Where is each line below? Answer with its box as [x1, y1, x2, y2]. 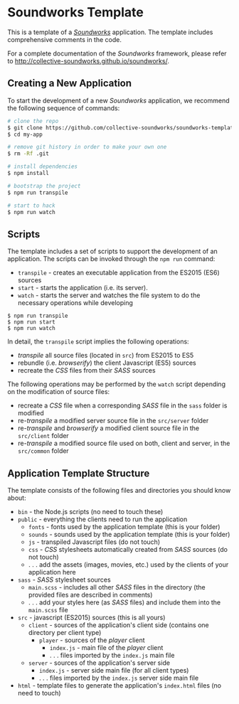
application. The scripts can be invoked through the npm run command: [7, 255, 216, 263]
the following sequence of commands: [7, 104, 120, 112]
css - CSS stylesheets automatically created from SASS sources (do [28, 545, 228, 553]
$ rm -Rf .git [7, 150, 50, 157]
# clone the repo [7, 117, 59, 124]
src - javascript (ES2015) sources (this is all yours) [17, 613, 166, 622]
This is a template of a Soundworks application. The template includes [7, 28, 213, 36]
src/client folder [17, 432, 69, 440]
